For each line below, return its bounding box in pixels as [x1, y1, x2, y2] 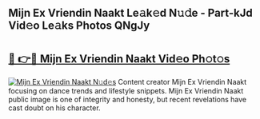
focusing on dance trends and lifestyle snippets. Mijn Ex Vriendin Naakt [8, 86, 244, 95]
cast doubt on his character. [8, 103, 102, 113]
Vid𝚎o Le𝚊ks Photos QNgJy [8, 19, 150, 33]
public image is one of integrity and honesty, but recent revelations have [8, 95, 246, 104]
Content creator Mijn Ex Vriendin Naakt [118, 77, 247, 86]
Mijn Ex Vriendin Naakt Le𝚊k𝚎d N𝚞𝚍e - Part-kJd [8, 6, 254, 20]
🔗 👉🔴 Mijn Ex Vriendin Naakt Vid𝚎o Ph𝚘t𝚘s [8, 52, 230, 65]
